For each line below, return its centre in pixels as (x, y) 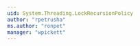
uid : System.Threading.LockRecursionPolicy (70, 13)
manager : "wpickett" (37, 32)
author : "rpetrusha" (37, 20)
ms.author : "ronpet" (37, 26)
